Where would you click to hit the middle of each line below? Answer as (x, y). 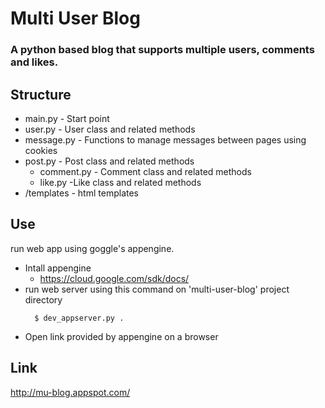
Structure (41, 94)
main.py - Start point (67, 118)
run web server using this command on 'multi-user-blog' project (157, 289)
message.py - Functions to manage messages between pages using (165, 139)
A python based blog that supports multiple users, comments (162, 50)
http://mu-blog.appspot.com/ (70, 392)
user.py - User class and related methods (110, 129)
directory (43, 299)
